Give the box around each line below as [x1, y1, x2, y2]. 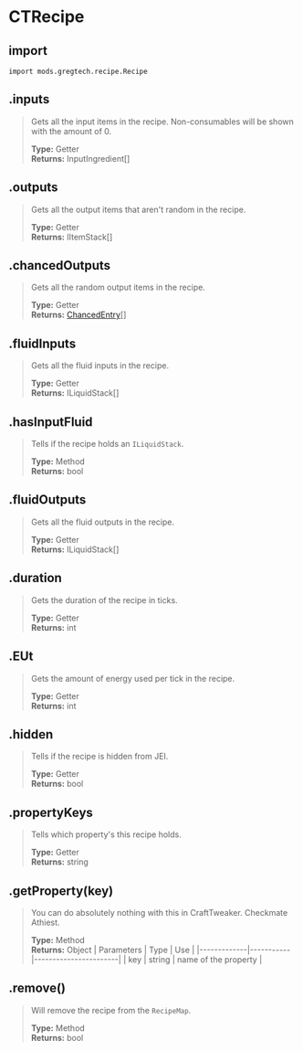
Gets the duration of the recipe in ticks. [30, 594, 179, 605]
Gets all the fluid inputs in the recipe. [30, 360, 170, 371]
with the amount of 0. [30, 125, 112, 136]
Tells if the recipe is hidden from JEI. [30, 751, 169, 762]
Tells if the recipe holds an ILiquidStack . [30, 439, 184, 450]
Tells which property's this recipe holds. [30, 829, 182, 840]
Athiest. [30, 917, 60, 928]
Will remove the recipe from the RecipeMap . [30, 1004, 192, 1015]
